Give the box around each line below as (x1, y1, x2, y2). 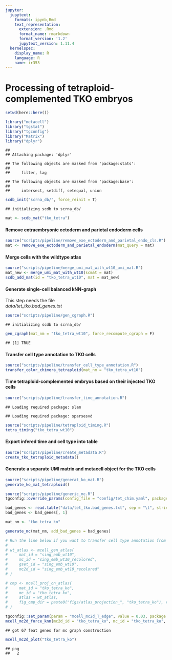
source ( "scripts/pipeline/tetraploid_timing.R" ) (5, 423, 111, 428)
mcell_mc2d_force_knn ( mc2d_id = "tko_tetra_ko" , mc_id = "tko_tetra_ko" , (5, 618, 166, 624)
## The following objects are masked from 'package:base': (5, 179, 134, 185)
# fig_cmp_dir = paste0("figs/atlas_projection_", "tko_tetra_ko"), (5, 600, 164, 605)
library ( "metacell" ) (5, 119, 50, 125)
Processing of (5, 82, 66, 94)
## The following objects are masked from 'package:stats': (5, 161, 137, 167)
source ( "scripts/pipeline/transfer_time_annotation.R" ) (5, 395, 127, 401)
